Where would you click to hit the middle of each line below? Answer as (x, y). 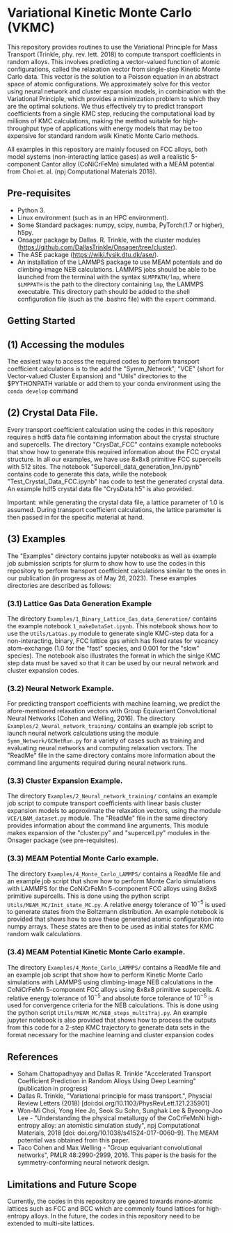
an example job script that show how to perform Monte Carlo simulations (112, 881)
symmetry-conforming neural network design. (83, 1163)
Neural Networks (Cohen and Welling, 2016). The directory (91, 718)
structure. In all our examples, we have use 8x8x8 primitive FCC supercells (114, 459)
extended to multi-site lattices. (51, 1223)
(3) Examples (37, 539)
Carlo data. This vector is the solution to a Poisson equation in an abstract (113, 76)
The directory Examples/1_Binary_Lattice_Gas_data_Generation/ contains (112, 619)
